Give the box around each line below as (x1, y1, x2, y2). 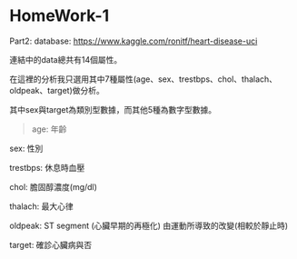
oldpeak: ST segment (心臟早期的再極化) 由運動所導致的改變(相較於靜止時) (9, 220, 289, 231)
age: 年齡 (31, 124, 67, 134)
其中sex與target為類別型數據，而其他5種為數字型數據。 (9, 104, 217, 115)
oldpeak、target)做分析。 (9, 85, 104, 95)
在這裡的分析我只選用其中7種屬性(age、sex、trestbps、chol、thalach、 (9, 74, 278, 85)
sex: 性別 (9, 143, 44, 154)
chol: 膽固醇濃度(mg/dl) (9, 181, 98, 192)
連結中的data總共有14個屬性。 (9, 54, 123, 65)
